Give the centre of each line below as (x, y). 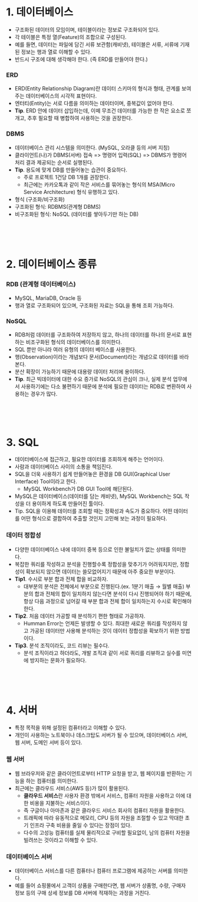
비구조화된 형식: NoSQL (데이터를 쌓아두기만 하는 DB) (77, 214)
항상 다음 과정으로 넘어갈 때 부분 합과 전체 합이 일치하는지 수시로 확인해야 (108, 601)
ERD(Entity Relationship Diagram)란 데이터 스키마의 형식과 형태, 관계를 (98, 89)
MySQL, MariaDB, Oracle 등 (48, 298)
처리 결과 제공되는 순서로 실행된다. (54, 162)
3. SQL (23, 442)
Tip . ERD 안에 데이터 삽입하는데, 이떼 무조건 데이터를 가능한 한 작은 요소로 (100, 111)
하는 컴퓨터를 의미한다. (52, 781)
